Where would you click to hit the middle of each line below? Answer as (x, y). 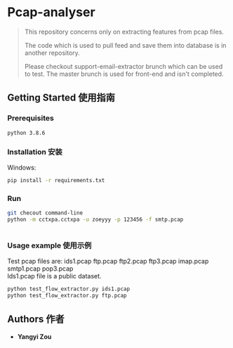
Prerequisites (31, 118)
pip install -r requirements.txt (56, 180)
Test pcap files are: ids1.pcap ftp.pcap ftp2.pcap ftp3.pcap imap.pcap (108, 262)
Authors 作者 (36, 320)
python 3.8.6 (26, 133)
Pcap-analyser (52, 12)
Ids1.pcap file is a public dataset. (54, 276)
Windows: (22, 167)
